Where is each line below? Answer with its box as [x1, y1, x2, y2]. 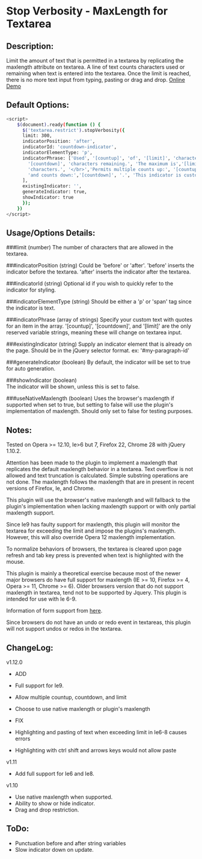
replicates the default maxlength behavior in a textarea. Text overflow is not [6, 466, 194, 473]
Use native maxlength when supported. [14, 793, 113, 801]
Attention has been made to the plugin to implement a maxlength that [6, 459, 177, 466]
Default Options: [6, 100, 70, 110]
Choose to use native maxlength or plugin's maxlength [14, 705, 150, 712]
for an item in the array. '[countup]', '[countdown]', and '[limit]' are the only [6, 322, 191, 330]
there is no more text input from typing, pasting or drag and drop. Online [6, 77, 185, 83]
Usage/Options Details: [6, 228, 96, 238]
